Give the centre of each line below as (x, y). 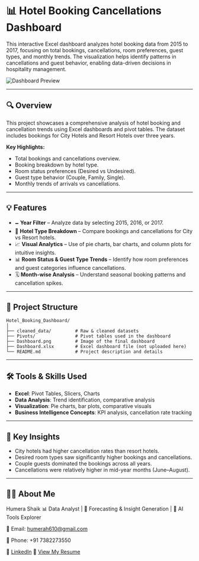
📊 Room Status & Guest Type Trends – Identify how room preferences (101, 259)
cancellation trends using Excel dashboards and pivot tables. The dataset (96, 129)
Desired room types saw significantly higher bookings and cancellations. (103, 457)
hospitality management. (36, 69)
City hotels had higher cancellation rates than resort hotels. (87, 451)
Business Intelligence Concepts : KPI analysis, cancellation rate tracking (103, 413)
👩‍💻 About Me (31, 494)
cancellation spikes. (39, 283)
